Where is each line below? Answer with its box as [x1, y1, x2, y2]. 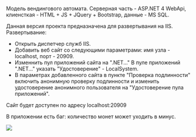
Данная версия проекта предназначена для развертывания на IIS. [6, 23, 173, 29]
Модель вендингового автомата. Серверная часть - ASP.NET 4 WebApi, [6, 5, 187, 12]
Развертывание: [6, 29, 47, 36]
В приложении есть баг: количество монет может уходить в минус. [6, 113, 176, 120]
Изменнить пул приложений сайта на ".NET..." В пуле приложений [14, 59, 181, 66]
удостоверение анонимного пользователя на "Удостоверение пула [14, 84, 184, 91]
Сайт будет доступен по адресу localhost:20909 [6, 102, 127, 108]
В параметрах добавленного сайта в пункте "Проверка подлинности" [14, 72, 191, 78]
